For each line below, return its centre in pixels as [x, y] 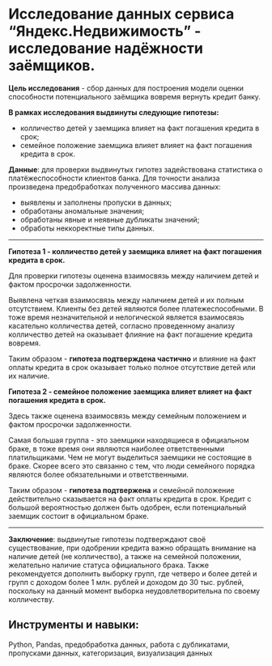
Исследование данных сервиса [121, 14]
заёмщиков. [52, 66]
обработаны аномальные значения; [82, 210]
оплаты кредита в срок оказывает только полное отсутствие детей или [132, 367]
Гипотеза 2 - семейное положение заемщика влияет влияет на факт [130, 391]
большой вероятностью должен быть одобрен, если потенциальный [127, 507]
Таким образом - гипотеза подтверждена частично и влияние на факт [132, 358]
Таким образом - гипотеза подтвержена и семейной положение [121, 490]
